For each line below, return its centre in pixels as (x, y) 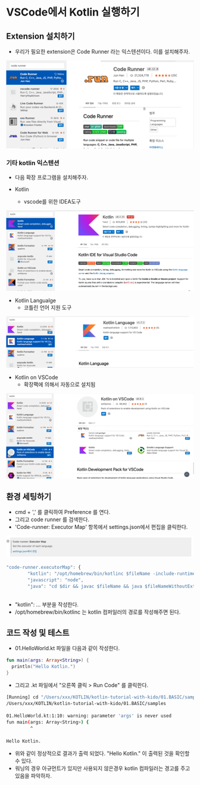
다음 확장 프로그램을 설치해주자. (51, 177)
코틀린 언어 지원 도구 (48, 307)
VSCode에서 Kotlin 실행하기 (73, 12)
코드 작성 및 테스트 (38, 632)
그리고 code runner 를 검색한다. (52, 519)
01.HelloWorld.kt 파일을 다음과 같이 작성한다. (67, 648)
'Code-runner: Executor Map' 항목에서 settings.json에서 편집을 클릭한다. (101, 527)
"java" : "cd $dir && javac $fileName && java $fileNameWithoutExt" (113, 586)
